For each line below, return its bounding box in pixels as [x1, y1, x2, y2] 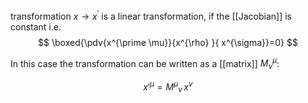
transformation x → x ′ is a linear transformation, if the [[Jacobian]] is [10, 9, 292, 22]
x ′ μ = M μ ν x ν [143, 79, 193, 95]
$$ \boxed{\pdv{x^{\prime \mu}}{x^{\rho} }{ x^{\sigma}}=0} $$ [38, 36, 298, 48]
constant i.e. [10, 20, 62, 33]
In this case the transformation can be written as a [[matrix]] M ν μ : [10, 55, 280, 72]
